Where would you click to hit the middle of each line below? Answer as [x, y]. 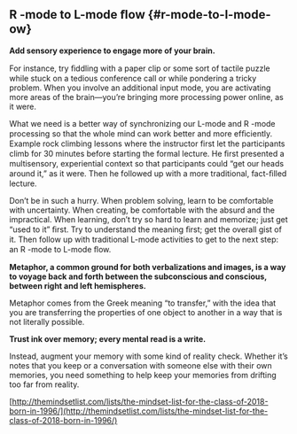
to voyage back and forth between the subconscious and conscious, [138, 276]
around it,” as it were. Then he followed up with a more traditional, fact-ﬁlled [148, 173]
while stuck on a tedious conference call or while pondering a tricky [133, 78]
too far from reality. [44, 384]
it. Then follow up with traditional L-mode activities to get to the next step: [144, 239]
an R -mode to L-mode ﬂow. [60, 249]
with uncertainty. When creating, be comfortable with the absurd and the [142, 210]
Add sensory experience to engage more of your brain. [112, 50]
